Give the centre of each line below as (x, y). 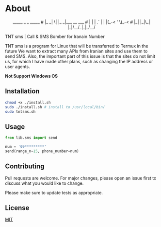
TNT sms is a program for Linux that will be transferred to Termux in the (77, 46)
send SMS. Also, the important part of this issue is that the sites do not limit (80, 56)
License (17, 208)
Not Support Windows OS (32, 76)
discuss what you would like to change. (44, 183)
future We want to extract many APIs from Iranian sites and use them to (76, 51)
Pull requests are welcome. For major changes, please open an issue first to (81, 178)
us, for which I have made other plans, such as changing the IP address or (79, 61)
